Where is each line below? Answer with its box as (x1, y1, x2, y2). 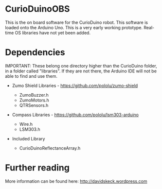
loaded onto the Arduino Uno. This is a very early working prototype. (5, 24, 143, 30)
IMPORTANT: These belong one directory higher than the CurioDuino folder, (5, 63, 157, 69)
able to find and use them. (5, 73, 57, 79)
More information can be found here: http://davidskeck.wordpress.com (5, 178, 147, 184)
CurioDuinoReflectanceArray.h (19, 145, 81, 151)
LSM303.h (19, 126, 40, 132)
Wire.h (19, 121, 33, 127)
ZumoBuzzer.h (19, 92, 49, 98)
